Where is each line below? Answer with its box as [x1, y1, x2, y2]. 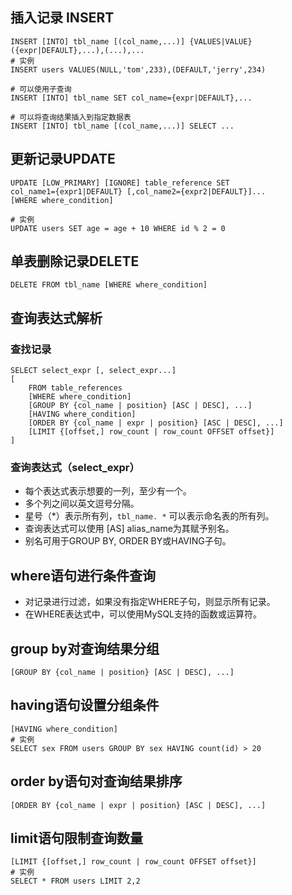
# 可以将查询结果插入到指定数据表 [10, 112, 132, 122]
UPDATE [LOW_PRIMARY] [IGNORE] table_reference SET [10, 178, 230, 188]
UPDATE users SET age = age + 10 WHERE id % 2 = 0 [10, 223, 226, 233]
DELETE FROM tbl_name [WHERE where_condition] [10, 280, 208, 290]
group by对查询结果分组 [10, 640, 160, 657]
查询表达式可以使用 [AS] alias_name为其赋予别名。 [24, 523, 235, 535]
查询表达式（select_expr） [10, 461, 140, 475]
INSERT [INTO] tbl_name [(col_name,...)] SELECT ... [10, 121, 235, 131]
